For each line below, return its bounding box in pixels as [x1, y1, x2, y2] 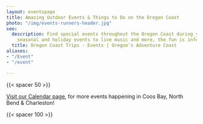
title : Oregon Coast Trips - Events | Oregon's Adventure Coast [11, 43, 177, 49]
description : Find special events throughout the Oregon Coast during [11, 31, 193, 37]
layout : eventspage [6, 8, 56, 15]
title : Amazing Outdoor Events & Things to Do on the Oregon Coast [6, 14, 180, 20]
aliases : [6, 48, 28, 54]
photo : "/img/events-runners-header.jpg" [6, 20, 112, 26]
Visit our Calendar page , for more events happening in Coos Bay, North [6, 93, 184, 100]
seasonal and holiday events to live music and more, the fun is [17, 37, 185, 43]
